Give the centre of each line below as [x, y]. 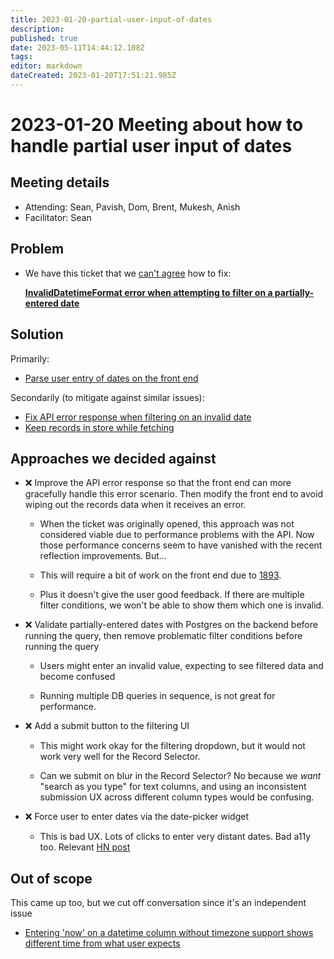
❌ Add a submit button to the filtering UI [107, 726]
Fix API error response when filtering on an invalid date [138, 417]
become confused [77, 677]
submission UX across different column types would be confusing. [177, 797]
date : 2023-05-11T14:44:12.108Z [77, 47]
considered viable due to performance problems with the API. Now [177, 535]
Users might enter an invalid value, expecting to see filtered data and [181, 666]
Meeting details [60, 182]
